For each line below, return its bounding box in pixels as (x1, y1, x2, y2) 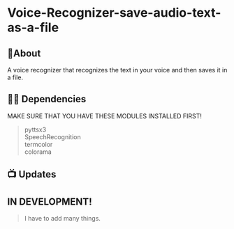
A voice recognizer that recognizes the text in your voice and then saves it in (7, 66, 228, 74)
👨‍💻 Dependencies (7, 93, 87, 105)
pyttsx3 (24, 125, 47, 134)
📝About (7, 47, 41, 59)
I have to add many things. (24, 214, 101, 223)
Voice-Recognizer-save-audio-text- (7, 5, 221, 21)
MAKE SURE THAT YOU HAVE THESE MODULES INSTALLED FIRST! (7, 111, 203, 120)
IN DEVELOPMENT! (7, 196, 92, 207)
